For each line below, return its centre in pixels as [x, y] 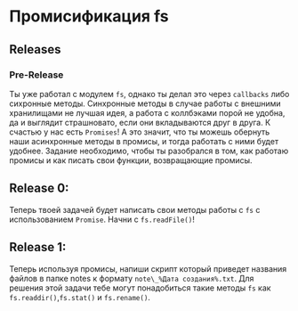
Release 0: [39, 188]
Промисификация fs [89, 16]
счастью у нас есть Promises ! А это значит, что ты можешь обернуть [140, 132]
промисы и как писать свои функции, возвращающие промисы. [131, 160]
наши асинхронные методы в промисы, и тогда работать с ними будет [144, 141]
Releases [35, 49]
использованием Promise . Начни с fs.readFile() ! [102, 219]
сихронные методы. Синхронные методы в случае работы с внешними [145, 103]
